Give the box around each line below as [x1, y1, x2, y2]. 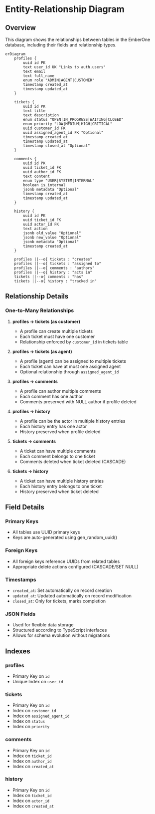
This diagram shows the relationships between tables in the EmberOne [5, 36, 151, 42]
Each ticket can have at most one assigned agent [19, 363, 121, 369]
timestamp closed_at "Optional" [23, 143, 91, 148]
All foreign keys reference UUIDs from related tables [12, 558, 120, 564]
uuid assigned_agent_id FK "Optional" [23, 130, 104, 135]
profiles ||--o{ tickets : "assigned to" [14, 261, 101, 266]
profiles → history [12, 408, 51, 414]
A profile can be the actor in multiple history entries [19, 418, 126, 424]
